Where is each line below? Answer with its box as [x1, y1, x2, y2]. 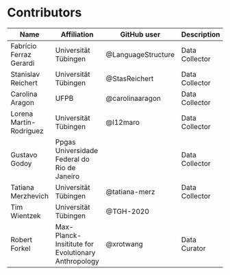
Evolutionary [55, 248, 96, 257]
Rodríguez [10, 125, 44, 135]
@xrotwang [105, 239, 144, 248]
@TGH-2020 [105, 206, 149, 216]
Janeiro [55, 171, 80, 181]
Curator [181, 243, 206, 253]
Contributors [7, 5, 82, 21]
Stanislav [10, 69, 40, 79]
